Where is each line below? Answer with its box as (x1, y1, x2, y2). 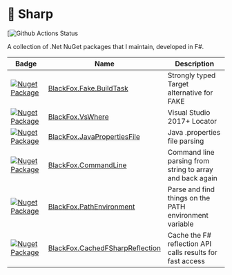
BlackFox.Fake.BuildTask (48, 83, 129, 93)
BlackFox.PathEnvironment (48, 202, 135, 211)
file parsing (167, 136, 204, 146)
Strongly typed (167, 70, 216, 80)
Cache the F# (167, 230, 212, 240)
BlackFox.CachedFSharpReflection (48, 243, 161, 253)
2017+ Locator (167, 116, 217, 126)
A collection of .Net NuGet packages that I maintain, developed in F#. (7, 42, 204, 50)
